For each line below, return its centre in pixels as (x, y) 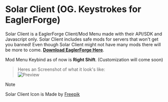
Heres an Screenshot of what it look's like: (61, 69)
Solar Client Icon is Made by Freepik (43, 94)
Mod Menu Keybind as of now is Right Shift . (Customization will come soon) (84, 59)
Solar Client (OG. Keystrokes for (73, 9)
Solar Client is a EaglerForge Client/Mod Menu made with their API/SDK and (84, 34)
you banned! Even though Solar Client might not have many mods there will (83, 44)
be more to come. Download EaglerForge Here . (55, 50)
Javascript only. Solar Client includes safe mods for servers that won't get (82, 39)
